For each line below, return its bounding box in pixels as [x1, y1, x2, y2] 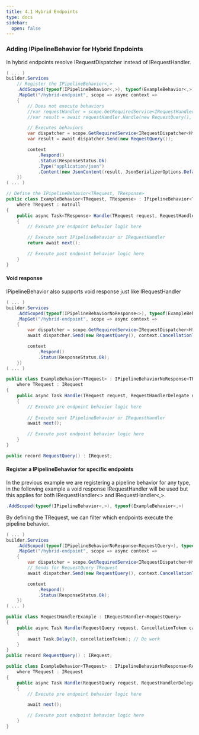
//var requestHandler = [27, 108, 86, 115]
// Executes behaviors [27, 125, 84, 131]
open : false [11, 25, 41, 32]
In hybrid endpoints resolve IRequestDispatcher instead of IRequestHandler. [6, 58, 191, 65]
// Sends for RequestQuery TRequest [27, 565, 118, 571]
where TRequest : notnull [17, 202, 81, 208]
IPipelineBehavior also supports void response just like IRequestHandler [6, 288, 182, 295]
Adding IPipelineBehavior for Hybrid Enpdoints [6, 45, 143, 54]
